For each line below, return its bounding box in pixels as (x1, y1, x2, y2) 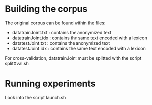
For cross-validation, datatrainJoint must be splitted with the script (5, 55, 142, 61)
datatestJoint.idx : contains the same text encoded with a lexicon (12, 45, 146, 51)
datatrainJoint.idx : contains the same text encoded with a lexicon (12, 35, 148, 41)
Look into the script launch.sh (5, 94, 66, 100)
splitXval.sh (5, 60, 29, 66)
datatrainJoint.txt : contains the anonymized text (12, 29, 112, 35)
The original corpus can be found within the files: (5, 20, 106, 26)
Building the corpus (5, 3, 88, 15)
